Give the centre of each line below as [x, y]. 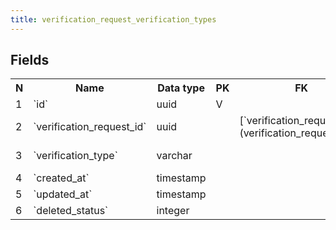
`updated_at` [63, 194]
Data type [181, 88]
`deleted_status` [71, 211]
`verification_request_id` [90, 127]
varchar [174, 156]
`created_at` [61, 178]
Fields [30, 60]
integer [173, 211]
